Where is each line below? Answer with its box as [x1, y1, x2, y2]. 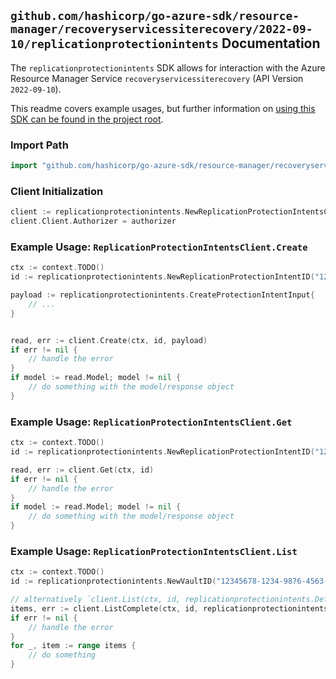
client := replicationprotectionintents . [10, 207, 186, 217]
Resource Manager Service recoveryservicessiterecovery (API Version [10, 72, 304, 84]
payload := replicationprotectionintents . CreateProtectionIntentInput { [10, 290, 315, 300]
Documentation [221, 35, 321, 52]
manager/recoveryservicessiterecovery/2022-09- [10, 22, 313, 37]
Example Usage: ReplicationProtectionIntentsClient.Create [10, 240, 308, 254]
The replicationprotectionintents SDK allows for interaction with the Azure [10, 61, 326, 74]
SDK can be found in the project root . [10, 113, 164, 125]
